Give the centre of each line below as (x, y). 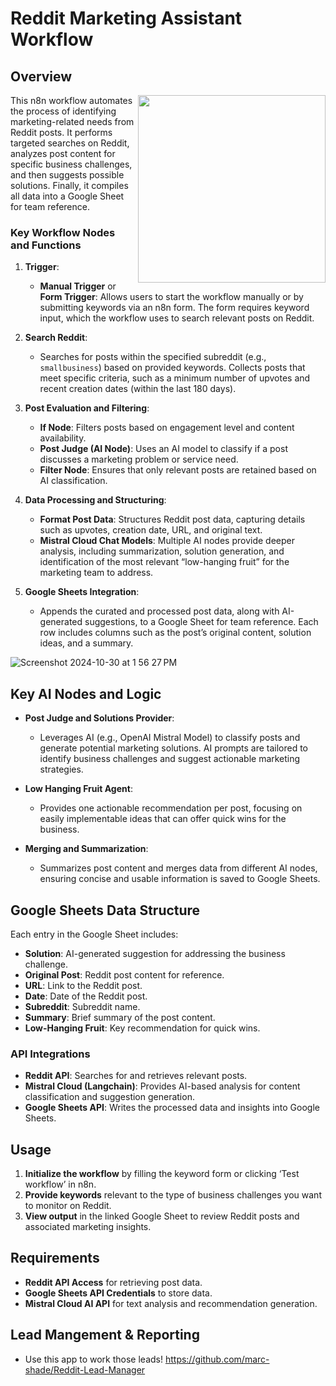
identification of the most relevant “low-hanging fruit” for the (164, 562)
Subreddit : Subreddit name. (82, 1006)
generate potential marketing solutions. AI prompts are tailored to (174, 748)
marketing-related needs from (72, 121)
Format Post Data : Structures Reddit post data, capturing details (172, 519)
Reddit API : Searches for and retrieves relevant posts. (136, 1076)
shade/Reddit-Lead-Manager (85, 1369)
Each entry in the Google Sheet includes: (94, 934)
